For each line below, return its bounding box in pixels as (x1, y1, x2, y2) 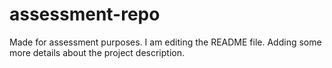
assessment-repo (9, 3, 161, 26)
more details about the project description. (9, 46, 185, 58)
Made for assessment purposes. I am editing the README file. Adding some (9, 36, 322, 48)
